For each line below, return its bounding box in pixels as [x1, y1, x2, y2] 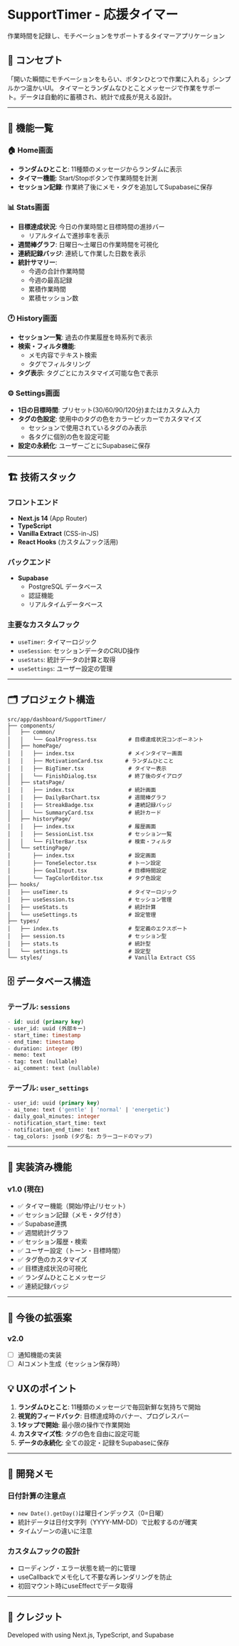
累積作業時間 [28, 285, 66, 293]
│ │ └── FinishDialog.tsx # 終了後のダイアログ [7, 773, 183, 780]
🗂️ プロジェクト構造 [7, 694, 95, 706]
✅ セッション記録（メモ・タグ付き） [17, 1211, 125, 1219]
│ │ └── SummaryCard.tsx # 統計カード [7, 809, 161, 817]
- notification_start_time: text [7, 1119, 107, 1127]
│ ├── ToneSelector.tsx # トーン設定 [7, 860, 161, 867]
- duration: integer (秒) [7, 1045, 83, 1052]
